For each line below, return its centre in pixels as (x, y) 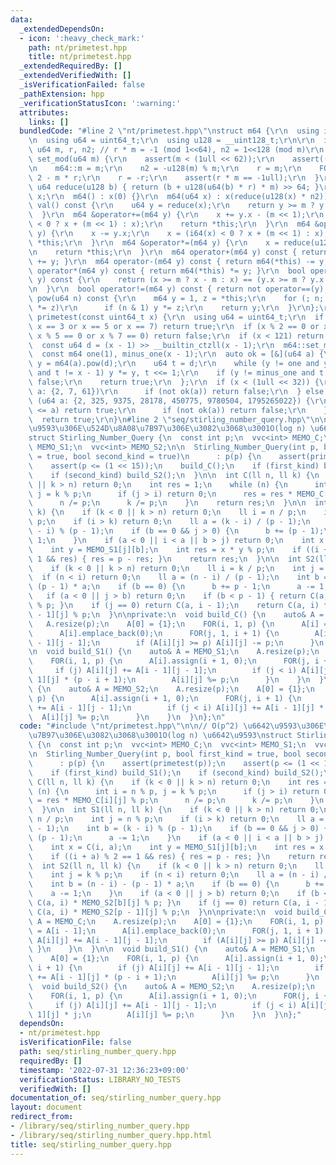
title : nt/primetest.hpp (80, 57)
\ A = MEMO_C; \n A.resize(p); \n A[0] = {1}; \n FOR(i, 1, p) (176, 921)
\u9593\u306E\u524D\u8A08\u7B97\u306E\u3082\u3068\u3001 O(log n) (167, 429)
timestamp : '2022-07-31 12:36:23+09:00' (104, 1070)
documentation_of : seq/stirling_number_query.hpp (116, 1098)
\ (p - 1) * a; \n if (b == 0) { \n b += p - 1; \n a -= (171, 587)
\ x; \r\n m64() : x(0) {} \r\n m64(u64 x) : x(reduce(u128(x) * (167, 196)
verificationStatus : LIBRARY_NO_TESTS (100, 1079)
